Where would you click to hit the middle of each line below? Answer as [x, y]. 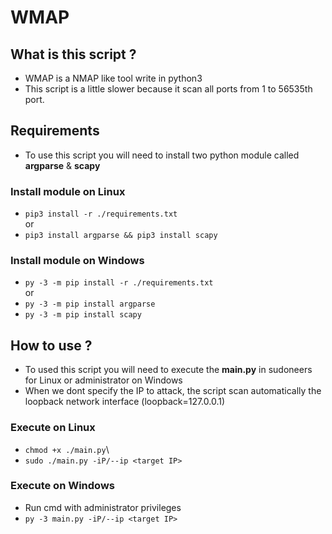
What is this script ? [73, 54]
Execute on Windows [62, 486]
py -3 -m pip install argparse [90, 304]
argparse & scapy [62, 165]
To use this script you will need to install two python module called [162, 155]
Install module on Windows [77, 261]
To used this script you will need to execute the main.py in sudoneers [168, 370]
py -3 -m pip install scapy [83, 315]
